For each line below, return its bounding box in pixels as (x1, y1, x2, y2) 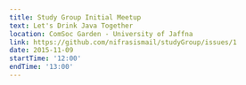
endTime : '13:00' (9, 63, 74, 72)
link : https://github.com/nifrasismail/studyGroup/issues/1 (9, 37, 238, 47)
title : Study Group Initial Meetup (9, 12, 142, 22)
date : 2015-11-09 (9, 46, 74, 55)
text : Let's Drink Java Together (9, 21, 134, 30)
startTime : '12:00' (9, 54, 82, 63)
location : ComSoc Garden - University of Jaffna (9, 29, 193, 38)
